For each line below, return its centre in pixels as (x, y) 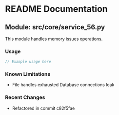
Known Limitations (28, 74)
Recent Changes (25, 97)
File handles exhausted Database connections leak (63, 85)
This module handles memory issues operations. (54, 39)
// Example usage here (28, 62)
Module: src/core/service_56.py (55, 27)
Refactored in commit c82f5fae (43, 108)
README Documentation (57, 9)
